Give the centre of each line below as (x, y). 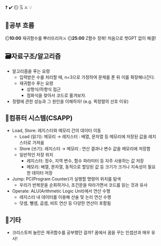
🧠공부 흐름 (20, 25)
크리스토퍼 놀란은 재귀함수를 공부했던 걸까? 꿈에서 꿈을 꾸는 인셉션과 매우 (81, 232)
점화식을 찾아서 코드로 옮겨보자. (56, 95)
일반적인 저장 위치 (36, 155)
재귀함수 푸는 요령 (36, 83)
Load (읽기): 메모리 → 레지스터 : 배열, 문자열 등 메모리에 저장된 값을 (83, 137)
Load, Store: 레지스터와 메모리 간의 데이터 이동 (56, 131)
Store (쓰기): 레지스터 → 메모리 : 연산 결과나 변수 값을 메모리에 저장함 (85, 149)
